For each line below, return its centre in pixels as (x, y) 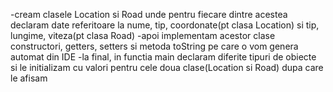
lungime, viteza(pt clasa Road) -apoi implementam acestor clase (143, 35)
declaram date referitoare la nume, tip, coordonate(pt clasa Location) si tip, (165, 25)
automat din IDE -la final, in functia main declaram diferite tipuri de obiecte (163, 57)
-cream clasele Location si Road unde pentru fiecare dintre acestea (149, 14)
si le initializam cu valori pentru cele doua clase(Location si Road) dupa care (167, 67)
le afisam (29, 78)
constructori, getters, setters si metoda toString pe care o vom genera (154, 46)
